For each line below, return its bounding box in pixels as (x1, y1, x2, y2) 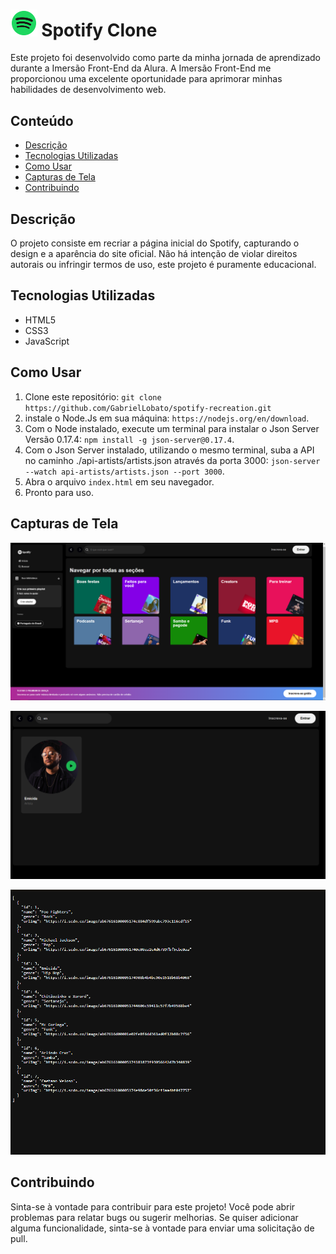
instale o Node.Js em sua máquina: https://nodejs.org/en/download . (24, 412, 310, 424)
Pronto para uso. (24, 486, 94, 498)
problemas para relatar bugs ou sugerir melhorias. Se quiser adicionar (10, 1211, 299, 1223)
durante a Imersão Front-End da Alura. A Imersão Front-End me (10, 62, 272, 74)
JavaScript (24, 335, 70, 347)
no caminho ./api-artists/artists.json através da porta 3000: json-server (24, 454, 321, 466)
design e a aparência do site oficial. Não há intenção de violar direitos (10, 248, 298, 260)
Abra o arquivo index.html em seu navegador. (24, 475, 215, 488)
